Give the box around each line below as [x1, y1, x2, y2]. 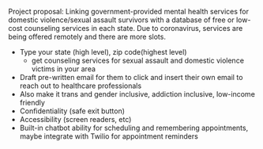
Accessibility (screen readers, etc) [19, 115, 132, 124]
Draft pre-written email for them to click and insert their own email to [19, 73, 243, 82]
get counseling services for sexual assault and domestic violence [31, 55, 245, 65]
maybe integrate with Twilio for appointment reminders [19, 132, 199, 141]
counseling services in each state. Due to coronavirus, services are [24, 24, 243, 32]
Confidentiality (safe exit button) [19, 106, 125, 116]
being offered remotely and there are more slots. [8, 32, 166, 41]
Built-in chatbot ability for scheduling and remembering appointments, [19, 123, 249, 132]
